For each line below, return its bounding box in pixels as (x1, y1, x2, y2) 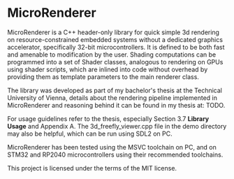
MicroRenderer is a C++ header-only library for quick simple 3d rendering (7, 28, 220, 36)
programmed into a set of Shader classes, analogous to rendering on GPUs (7, 57, 224, 66)
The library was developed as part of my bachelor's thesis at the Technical (7, 86, 222, 94)
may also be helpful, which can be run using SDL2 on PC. (7, 129, 173, 138)
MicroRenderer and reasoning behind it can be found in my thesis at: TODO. (7, 101, 226, 109)
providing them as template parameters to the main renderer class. (7, 72, 199, 81)
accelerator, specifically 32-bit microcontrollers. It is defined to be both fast (7, 43, 225, 51)
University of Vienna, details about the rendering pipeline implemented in (7, 93, 218, 102)
